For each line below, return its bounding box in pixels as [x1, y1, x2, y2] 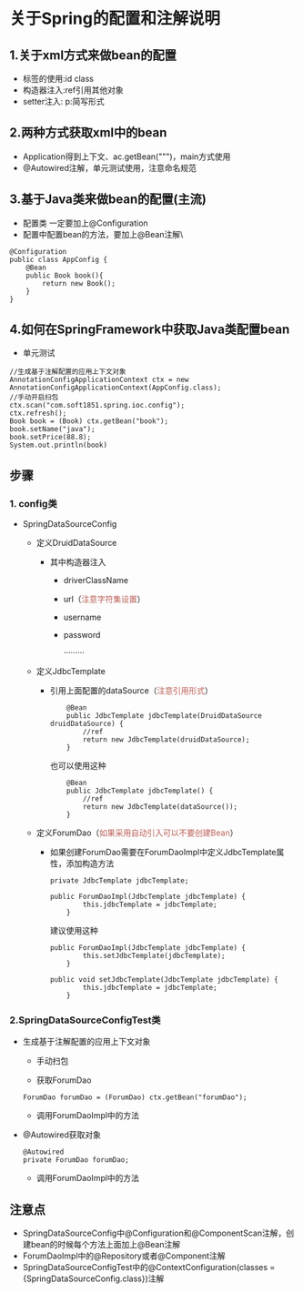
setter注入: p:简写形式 [22, 96, 105, 106]
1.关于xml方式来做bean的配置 [9, 47, 177, 63]
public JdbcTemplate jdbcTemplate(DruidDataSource [66, 712, 262, 721]
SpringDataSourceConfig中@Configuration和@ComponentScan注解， [22, 1227, 287, 1238]
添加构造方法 [66, 858, 115, 869]
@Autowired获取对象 [22, 1129, 102, 1140]
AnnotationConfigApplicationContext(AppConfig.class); [9, 383, 222, 392]
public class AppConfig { [9, 255, 107, 264]
